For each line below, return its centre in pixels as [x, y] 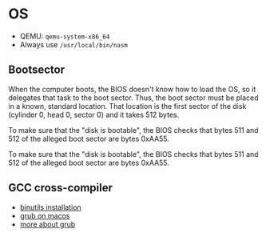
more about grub [48, 224]
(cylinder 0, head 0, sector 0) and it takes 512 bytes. [94, 114]
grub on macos [45, 215]
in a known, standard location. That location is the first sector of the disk [127, 106]
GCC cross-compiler [61, 188]
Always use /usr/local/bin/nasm [73, 44]
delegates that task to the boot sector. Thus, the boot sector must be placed [133, 98]
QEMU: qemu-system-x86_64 [65, 36]
